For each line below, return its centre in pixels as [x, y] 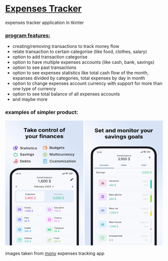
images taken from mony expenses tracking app [55, 253]
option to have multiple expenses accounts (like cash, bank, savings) [83, 62]
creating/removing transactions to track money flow [66, 46]
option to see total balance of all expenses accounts [66, 94]
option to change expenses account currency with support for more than [87, 83]
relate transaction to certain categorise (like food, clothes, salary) [80, 52]
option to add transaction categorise [50, 57]
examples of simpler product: [42, 112]
